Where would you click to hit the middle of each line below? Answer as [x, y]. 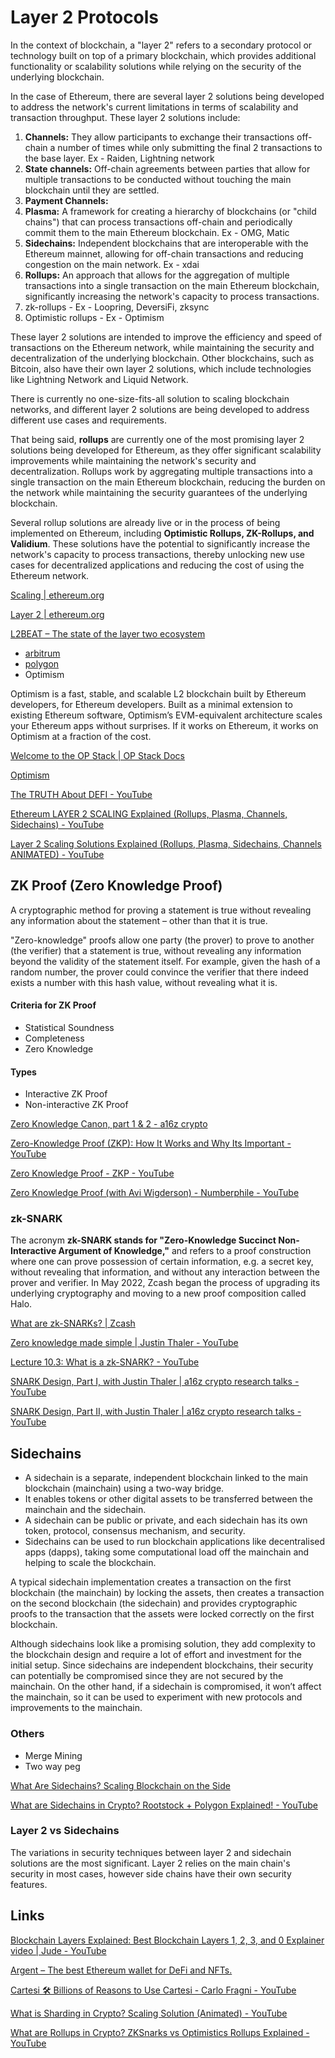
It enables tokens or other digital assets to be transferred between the [168, 1499]
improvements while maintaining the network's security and [133, 460]
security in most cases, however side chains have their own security [151, 1873]
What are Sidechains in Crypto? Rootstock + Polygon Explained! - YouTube [164, 1805]
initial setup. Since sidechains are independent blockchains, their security [162, 1665]
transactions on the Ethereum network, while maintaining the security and [162, 347]
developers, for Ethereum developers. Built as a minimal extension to [151, 704]
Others [27, 1734]
